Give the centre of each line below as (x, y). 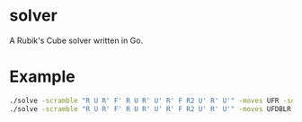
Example (42, 77)
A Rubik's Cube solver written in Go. (76, 40)
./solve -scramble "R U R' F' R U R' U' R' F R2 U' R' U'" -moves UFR (144, 100)
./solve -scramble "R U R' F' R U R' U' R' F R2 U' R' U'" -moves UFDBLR (151, 109)
